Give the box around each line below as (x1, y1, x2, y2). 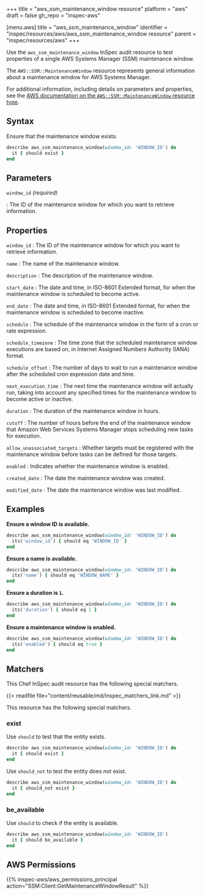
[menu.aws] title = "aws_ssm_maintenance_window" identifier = (6, 24, 168, 31)
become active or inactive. (6, 395, 73, 403)
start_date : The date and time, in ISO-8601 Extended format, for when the (6, 284, 196, 291)
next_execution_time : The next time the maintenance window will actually (6, 382, 194, 390)
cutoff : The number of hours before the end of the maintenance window (6, 419, 191, 427)
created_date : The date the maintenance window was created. (6, 475, 165, 482)
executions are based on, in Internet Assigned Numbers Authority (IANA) (6, 346, 190, 353)
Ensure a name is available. (6, 555, 78, 562)
